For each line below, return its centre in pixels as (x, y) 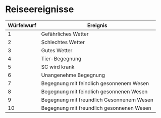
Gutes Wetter (57, 50)
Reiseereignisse (40, 9)
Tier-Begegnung (61, 58)
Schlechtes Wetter (63, 42)
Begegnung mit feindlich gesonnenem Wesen (95, 83)
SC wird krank (58, 67)
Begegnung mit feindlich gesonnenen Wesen (94, 91)
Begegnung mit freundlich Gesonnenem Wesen (97, 100)
